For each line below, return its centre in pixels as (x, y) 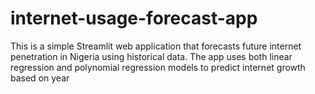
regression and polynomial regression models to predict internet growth (158, 67)
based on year (40, 78)
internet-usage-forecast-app (134, 18)
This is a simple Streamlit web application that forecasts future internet (156, 46)
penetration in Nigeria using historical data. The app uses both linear (151, 56)
